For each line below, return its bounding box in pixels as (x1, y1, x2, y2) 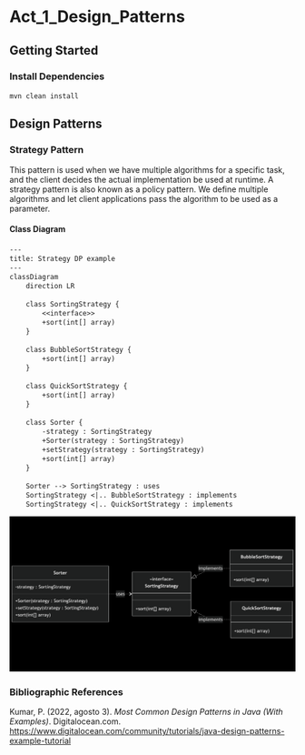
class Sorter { (25, 418, 84, 427)
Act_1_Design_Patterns (9, 6, 186, 27)
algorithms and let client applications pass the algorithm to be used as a (9, 193, 279, 204)
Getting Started (9, 43, 99, 58)
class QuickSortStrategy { (25, 381, 128, 390)
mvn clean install (9, 91, 79, 101)
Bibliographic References (9, 685, 124, 698)
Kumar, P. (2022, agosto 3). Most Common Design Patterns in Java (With (9, 707, 283, 718)
